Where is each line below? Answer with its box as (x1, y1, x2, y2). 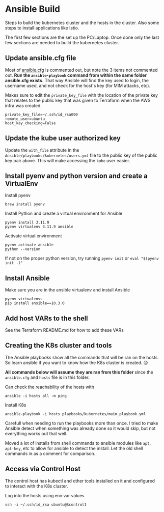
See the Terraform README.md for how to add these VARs (5, 327, 124, 333)
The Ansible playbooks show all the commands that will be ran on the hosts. (5, 354, 159, 360)
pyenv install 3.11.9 (5, 220, 50, 225)
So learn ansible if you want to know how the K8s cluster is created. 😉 (5, 360, 148, 366)
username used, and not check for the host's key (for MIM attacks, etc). (5, 83, 151, 88)
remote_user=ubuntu (5, 116, 45, 121)
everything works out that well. (5, 430, 68, 436)
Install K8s (5, 402, 27, 408)
